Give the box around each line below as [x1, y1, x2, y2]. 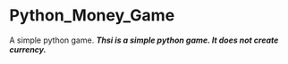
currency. [9, 44, 47, 54]
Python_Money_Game [9, 5, 175, 26]
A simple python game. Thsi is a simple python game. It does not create [9, 35, 279, 45]
